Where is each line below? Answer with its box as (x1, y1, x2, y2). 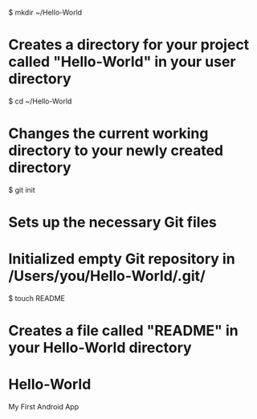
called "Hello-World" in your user (8, 53, 236, 71)
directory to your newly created (8, 141, 223, 160)
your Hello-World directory (8, 339, 192, 357)
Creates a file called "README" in (8, 322, 239, 340)
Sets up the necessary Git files (8, 214, 217, 232)
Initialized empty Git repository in (8, 250, 235, 268)
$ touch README (8, 294, 66, 303)
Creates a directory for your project (8, 36, 250, 54)
